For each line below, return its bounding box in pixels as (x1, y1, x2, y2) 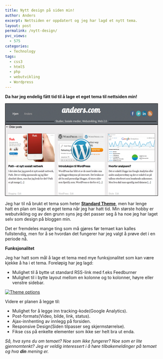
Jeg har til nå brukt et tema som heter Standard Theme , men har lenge (5, 200, 147, 206)
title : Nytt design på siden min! (5, 8, 75, 13)
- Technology (9, 49, 36, 54)
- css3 (9, 59, 23, 64)
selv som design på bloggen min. (5, 216, 71, 222)
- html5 (9, 64, 25, 69)
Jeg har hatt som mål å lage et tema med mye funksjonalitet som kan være (5, 254, 154, 260)
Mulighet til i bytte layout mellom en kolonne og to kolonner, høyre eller (12, 274, 154, 280)
